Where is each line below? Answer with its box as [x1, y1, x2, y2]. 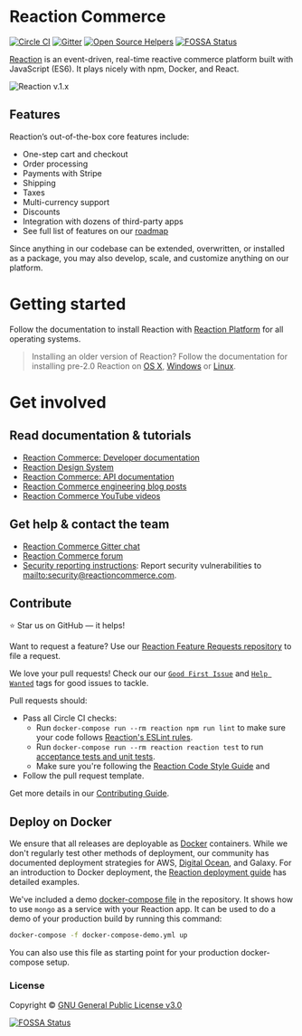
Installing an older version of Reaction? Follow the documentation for [31, 351, 288, 362]
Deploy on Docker [9, 814, 112, 829]
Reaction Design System [22, 461, 115, 472]
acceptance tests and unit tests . [35, 751, 156, 762]
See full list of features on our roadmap [22, 225, 169, 236]
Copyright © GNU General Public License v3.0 [9, 1000, 183, 1011]
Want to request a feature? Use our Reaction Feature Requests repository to [9, 641, 292, 652]
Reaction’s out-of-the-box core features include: [9, 131, 190, 142]
